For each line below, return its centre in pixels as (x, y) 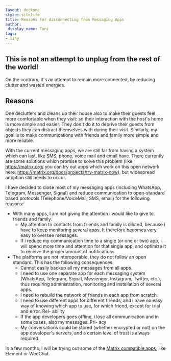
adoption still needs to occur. (36, 177)
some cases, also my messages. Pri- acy (63, 322)
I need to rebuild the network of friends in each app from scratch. (89, 295)
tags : (11, 34)
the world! (22, 67)
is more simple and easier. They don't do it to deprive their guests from (80, 124)
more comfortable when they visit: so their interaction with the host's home (84, 118)
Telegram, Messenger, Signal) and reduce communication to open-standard (85, 192)
